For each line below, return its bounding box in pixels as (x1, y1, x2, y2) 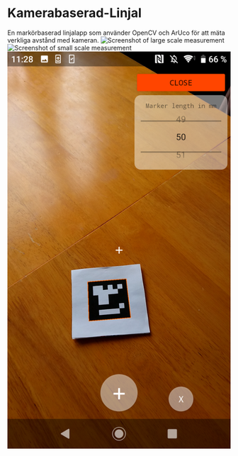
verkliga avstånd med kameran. (7, 35, 99, 44)
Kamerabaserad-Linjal (7, 5, 142, 21)
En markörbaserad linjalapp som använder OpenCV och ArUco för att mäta (7, 28, 225, 37)
